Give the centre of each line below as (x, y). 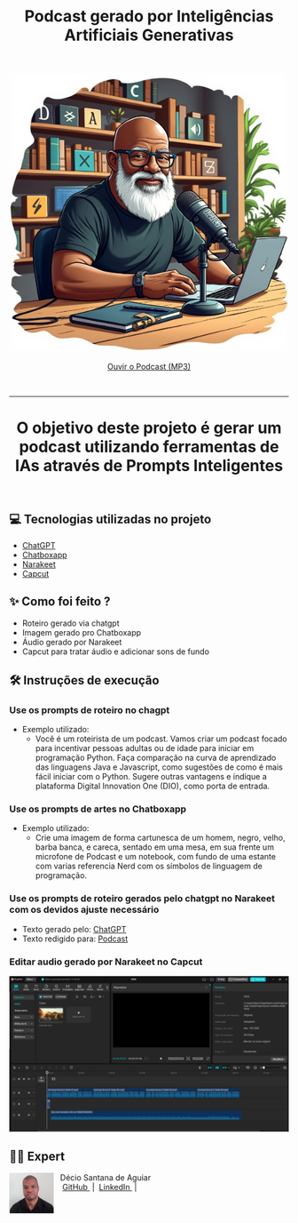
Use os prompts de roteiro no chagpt (90, 710)
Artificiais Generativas (149, 35)
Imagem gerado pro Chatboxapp (82, 632)
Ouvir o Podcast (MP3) (149, 366)
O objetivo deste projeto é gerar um (149, 428)
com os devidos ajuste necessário (84, 910)
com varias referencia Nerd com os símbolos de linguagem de (149, 866)
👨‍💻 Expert (37, 1157)
